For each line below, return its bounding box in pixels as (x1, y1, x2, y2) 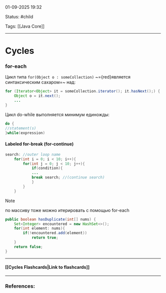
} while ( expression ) (5, 130, 45, 135)
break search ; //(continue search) (31, 175, 105, 180)
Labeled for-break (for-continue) (5, 141, 74, 147)
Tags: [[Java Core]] (5, 23, 45, 29)
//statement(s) (5, 126, 37, 130)
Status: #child (5, 14, 34, 19)
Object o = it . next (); (14, 93, 61, 98)
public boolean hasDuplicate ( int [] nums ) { (5, 217, 96, 222)
